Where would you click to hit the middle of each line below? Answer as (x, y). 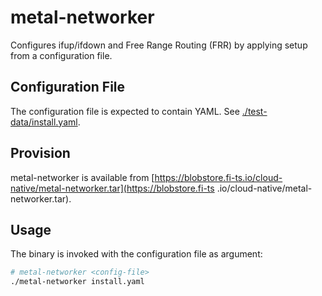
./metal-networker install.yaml (77, 282)
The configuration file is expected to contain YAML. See (125, 111)
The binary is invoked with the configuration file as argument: (136, 254)
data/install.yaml (44, 122)
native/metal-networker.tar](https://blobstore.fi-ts (112, 188)
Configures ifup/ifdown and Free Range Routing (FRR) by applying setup (159, 45)
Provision (40, 153)
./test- (254, 111)
